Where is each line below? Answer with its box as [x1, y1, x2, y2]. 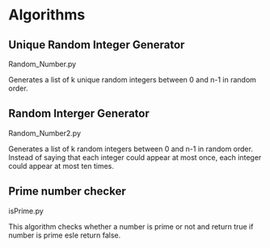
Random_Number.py [8, 59, 77, 69]
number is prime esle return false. [8, 230, 121, 240]
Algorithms [8, 6, 86, 24]
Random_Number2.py [8, 128, 81, 138]
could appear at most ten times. [8, 161, 115, 170]
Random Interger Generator [8, 107, 150, 120]
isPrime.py [8, 206, 44, 216]
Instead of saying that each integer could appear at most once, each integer [8, 152, 262, 162]
